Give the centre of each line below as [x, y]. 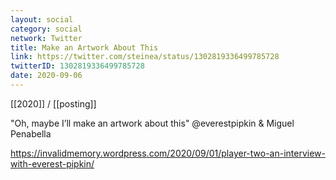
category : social [46, 29]
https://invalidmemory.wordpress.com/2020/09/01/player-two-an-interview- [168, 153]
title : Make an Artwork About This [84, 47]
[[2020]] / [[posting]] [53, 103]
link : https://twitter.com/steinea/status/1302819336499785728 [145, 57]
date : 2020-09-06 [46, 76]
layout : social [42, 19]
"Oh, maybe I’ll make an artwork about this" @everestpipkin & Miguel [152, 123]
